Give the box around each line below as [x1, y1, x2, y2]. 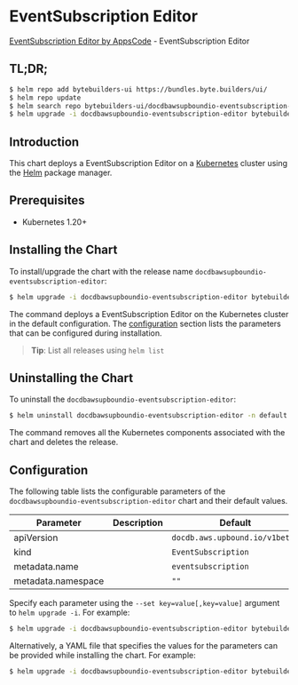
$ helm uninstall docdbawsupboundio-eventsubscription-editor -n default [9, 411, 288, 420]
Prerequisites [9, 193, 85, 208]
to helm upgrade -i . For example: [9, 607, 130, 618]
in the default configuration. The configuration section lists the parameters [9, 318, 281, 329]
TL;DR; [9, 61, 49, 76]
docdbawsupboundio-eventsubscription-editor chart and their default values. [9, 496, 288, 506]
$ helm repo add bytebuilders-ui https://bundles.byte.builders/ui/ [9, 84, 268, 94]
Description [112, 517, 164, 530]
